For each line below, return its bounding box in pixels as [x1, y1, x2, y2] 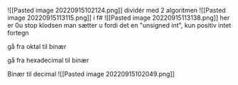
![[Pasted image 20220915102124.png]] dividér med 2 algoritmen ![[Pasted [7, 6, 226, 14]
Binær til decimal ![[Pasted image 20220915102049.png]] [7, 70, 175, 78]
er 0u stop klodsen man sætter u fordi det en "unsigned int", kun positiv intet [7, 21, 232, 29]
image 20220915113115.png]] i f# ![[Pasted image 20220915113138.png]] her [7, 13, 230, 22]
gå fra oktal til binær [7, 42, 67, 50]
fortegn [7, 28, 30, 37]
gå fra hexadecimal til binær [7, 56, 90, 64]
